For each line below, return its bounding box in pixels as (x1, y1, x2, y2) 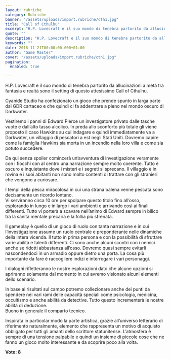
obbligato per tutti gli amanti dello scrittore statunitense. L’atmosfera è (5, 329, 151, 335)
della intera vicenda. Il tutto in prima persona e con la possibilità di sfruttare (5, 234, 162, 240)
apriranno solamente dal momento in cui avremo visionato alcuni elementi (5, 271, 159, 277)
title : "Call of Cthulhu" (5, 21, 60, 27)
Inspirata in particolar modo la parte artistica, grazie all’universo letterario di (5, 318, 163, 324)
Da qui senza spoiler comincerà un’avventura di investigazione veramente (5, 155, 159, 161)
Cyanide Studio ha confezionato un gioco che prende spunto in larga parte (5, 97, 161, 104)
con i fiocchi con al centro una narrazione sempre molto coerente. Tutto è (5, 160, 159, 167)
